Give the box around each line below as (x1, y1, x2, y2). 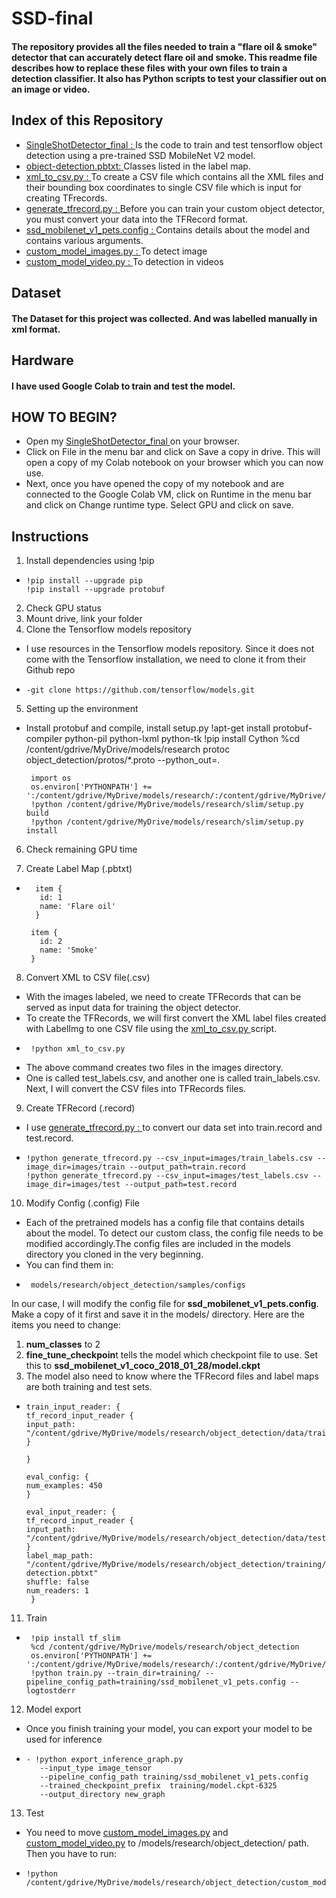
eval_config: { (25, 1472, 90, 1482)
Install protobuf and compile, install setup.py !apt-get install (25, 722, 271, 734)
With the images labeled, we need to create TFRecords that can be (25, 991, 302, 1003)
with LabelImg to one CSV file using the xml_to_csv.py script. (25, 1023, 278, 1035)
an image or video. (11, 83, 91, 95)
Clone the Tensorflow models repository (25, 623, 193, 636)
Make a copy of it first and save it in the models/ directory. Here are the (11, 1308, 305, 1321)
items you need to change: (11, 1319, 121, 1331)
